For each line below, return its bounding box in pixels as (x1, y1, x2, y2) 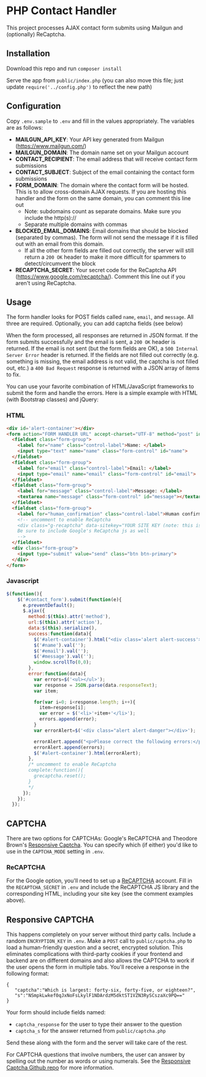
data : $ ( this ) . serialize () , (28, 625, 97, 632)
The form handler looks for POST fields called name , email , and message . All (6, 313, 194, 321)
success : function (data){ (28, 630, 92, 636)
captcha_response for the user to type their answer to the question (15, 1020, 182, 1028)
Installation (6, 49, 50, 59)
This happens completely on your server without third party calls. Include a (6, 931, 196, 938)
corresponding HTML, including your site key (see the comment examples (6, 890, 194, 898)
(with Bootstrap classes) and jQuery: (6, 396, 99, 403)
